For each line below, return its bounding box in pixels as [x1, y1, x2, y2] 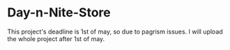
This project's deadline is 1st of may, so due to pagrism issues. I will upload [7, 27, 223, 36]
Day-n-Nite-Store [7, 5, 111, 21]
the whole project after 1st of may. [7, 34, 105, 42]
